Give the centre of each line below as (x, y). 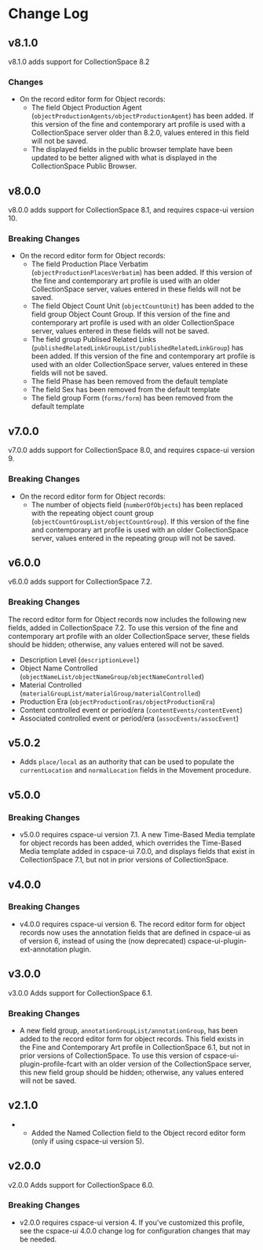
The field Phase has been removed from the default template (130, 381)
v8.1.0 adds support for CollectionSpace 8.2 (79, 61)
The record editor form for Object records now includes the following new (128, 619)
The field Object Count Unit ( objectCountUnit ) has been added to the (142, 306)
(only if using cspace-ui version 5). (88, 1141)
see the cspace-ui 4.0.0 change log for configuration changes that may (135, 1230)
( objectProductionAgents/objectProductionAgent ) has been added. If (142, 116)
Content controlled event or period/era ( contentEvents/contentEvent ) (131, 710)
